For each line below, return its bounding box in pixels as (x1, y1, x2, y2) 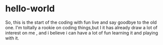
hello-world (5, 3, 55, 14)
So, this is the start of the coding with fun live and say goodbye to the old (5, 19, 157, 25)
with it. (5, 35, 19, 41)
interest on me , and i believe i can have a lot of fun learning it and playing (5, 30, 158, 36)
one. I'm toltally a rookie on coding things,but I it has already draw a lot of (5, 24, 157, 30)
